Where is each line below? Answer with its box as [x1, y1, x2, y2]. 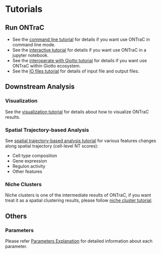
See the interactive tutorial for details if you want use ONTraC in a [12, 47, 147, 53]
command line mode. [12, 42, 55, 48]
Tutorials [5, 3, 43, 15]
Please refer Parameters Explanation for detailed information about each [5, 238, 153, 244]
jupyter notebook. [12, 52, 49, 58]
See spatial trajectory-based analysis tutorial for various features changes [5, 138, 157, 144]
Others [5, 212, 27, 220]
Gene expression [12, 158, 47, 164]
